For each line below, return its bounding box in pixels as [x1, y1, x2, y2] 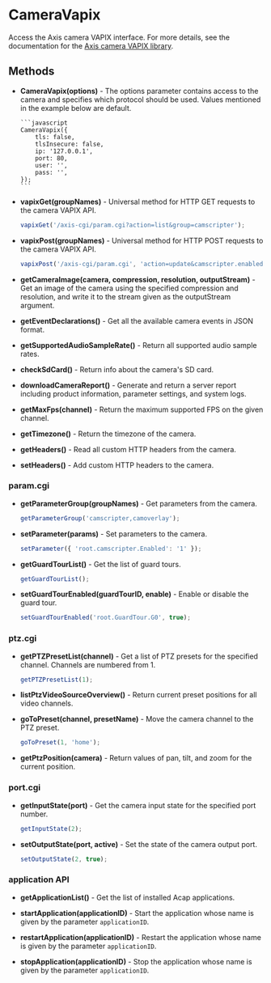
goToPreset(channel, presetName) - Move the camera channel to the [19, 714, 254, 724]
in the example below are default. [19, 103, 132, 112]
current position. [19, 762, 75, 772]
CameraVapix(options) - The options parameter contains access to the [19, 86, 259, 95]
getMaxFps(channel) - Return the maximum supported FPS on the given [19, 405, 264, 414]
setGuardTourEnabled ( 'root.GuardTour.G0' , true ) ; [19, 613, 192, 622]
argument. [19, 300, 55, 310]
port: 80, [35, 154, 68, 163]
